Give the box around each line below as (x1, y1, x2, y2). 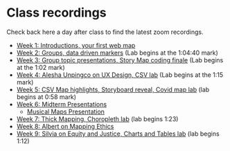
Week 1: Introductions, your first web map (16, 41, 136, 49)
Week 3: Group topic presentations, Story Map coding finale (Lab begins (16, 55, 224, 64)
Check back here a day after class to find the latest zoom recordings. (6, 28, 204, 36)
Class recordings (6, 5, 107, 21)
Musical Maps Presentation (26, 107, 105, 116)
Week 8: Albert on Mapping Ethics (16, 122, 114, 130)
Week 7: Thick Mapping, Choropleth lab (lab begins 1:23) (16, 114, 179, 123)
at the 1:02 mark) (16, 63, 65, 71)
